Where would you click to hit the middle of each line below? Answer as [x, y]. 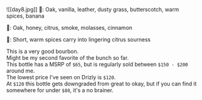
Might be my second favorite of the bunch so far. [68, 58]
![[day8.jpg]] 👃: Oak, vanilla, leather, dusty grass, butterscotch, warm [93, 9]
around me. [21, 71]
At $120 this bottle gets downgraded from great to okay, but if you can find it [102, 84]
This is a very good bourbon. [43, 51]
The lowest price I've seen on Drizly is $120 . [61, 77]
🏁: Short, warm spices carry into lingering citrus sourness [78, 39]
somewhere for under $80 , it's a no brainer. [60, 90]
